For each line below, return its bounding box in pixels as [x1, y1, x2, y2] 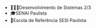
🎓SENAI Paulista [10, 10, 47, 16]
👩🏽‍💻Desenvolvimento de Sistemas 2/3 [10, 4, 91, 10]
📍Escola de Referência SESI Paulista [10, 17, 87, 23]
